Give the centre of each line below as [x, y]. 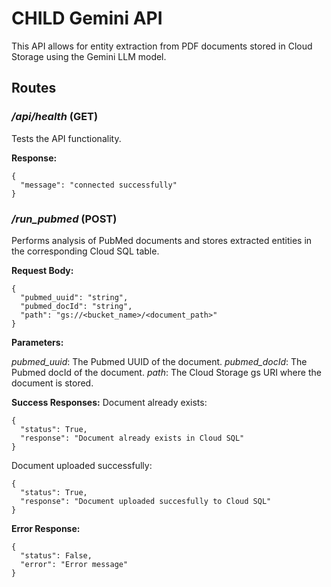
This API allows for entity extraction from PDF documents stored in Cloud [162, 46]
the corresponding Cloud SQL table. [85, 251]
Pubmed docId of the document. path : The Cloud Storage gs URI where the [166, 372]
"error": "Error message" [74, 564]
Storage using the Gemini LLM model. [89, 56]
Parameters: [37, 342]
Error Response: [46, 528]
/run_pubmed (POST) [64, 219]
